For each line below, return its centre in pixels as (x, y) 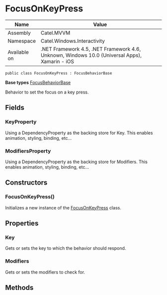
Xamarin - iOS (57, 61)
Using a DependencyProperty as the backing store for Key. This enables (79, 133)
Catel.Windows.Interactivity (73, 41)
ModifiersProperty (28, 151)
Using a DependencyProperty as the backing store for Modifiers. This (76, 162)
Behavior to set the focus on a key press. (47, 92)
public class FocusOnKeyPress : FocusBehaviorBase (59, 73)
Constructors (26, 183)
